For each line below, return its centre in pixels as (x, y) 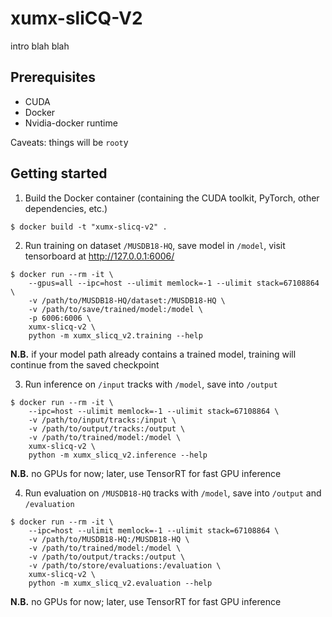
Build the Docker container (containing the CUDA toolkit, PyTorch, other (172, 198)
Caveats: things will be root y (69, 142)
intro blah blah (40, 46)
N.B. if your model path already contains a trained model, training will (153, 354)
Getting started (59, 173)
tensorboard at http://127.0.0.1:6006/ (99, 256)
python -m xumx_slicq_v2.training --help (115, 335)
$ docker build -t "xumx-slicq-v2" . (89, 227)
